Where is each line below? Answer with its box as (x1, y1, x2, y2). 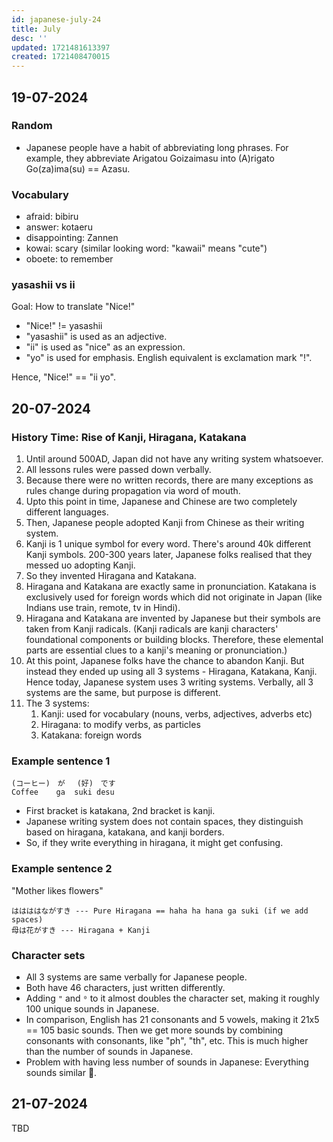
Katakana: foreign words (40, 729, 143, 741)
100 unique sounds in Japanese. (25, 1002, 160, 1015)
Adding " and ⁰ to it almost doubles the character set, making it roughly (25, 992, 320, 1004)
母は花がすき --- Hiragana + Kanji (11, 925, 151, 935)
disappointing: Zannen (25, 232, 119, 244)
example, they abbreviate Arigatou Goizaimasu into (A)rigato (25, 152, 275, 164)
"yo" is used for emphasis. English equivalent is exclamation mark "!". (25, 352, 313, 364)
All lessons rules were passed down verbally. (25, 464, 212, 476)
